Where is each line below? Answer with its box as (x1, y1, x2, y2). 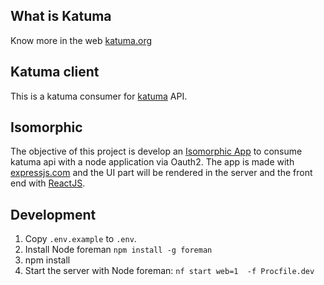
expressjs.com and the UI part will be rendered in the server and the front (10, 167, 313, 179)
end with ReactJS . (10, 177, 86, 189)
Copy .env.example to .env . (24, 233, 137, 245)
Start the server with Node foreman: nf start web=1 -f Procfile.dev (24, 265, 315, 277)
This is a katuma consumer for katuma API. (10, 90, 188, 102)
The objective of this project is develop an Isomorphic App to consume (10, 145, 303, 158)
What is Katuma (10, 8, 112, 25)
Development (10, 206, 97, 223)
